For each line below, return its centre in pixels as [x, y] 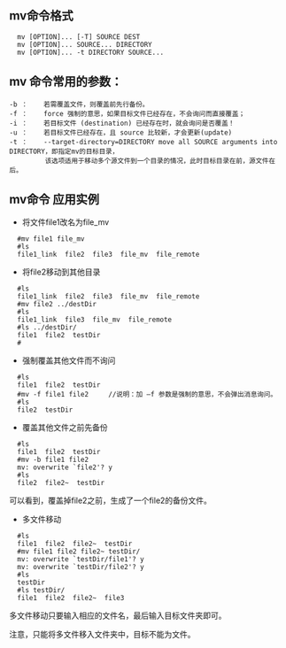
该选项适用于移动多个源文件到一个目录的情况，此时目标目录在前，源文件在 [160, 161]
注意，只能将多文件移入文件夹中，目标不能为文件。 [102, 635]
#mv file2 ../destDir [57, 305]
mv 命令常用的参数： [66, 82]
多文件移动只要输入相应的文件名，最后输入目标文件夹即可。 [118, 616]
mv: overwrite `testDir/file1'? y [81, 559]
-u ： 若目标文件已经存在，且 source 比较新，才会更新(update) [121, 132]
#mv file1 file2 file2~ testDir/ [79, 552]
